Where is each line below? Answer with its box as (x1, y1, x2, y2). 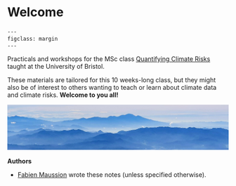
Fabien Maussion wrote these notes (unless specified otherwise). (17, 170, 206, 179)
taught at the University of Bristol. (7, 62, 105, 70)
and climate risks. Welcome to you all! (7, 91, 119, 99)
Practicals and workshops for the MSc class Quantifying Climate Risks (7, 54, 211, 63)
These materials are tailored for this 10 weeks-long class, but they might (7, 75, 216, 84)
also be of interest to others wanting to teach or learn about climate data (7, 83, 217, 91)
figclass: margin (7, 35, 58, 42)
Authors (7, 157, 32, 165)
